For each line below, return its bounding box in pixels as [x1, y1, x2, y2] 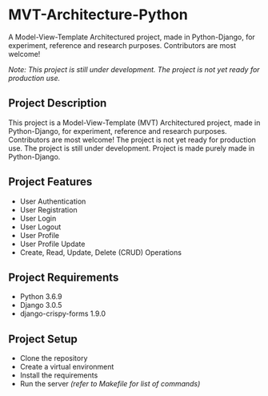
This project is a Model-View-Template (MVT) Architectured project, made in [8, 118, 261, 127]
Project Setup [8, 332, 78, 345]
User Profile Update [19, 239, 86, 249]
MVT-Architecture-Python [8, 6, 188, 24]
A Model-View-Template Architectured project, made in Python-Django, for [8, 32, 256, 42]
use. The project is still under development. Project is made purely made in [8, 143, 255, 153]
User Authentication [19, 196, 86, 206]
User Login [19, 213, 57, 223]
